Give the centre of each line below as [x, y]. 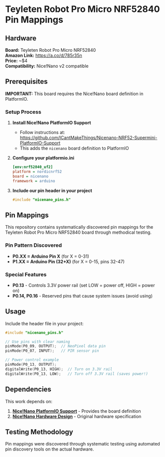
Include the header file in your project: [44, 323]
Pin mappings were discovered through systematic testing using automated [83, 444]
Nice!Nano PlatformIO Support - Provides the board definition [77, 411]
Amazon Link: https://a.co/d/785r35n [44, 55]
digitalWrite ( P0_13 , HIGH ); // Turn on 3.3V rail [59, 369]
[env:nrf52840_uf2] [33, 167]
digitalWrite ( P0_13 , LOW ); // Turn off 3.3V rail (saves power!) [77, 374]
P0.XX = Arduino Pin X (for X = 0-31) [51, 256]
